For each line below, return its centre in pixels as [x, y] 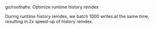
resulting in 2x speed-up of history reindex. [49, 22]
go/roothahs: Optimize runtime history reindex [52, 7]
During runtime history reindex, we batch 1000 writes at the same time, [77, 16]
